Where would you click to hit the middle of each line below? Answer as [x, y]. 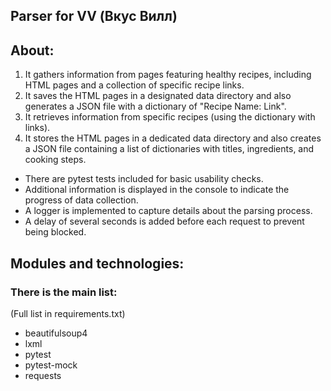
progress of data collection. [81, 200]
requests [43, 375]
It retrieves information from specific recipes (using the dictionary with [170, 117]
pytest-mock [51, 365]
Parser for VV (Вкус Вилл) [94, 16]
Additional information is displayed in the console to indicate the [157, 190]
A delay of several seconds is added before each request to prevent [164, 221]
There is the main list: [64, 292]
